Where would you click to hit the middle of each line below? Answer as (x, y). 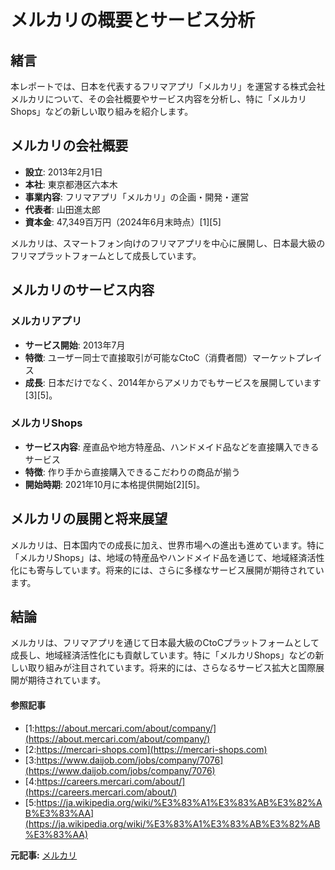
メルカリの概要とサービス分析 (133, 20)
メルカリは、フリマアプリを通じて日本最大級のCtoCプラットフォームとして (165, 643)
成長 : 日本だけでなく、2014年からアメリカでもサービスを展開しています (173, 382)
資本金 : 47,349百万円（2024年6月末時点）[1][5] (123, 222)
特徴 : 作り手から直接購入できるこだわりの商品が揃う (132, 472)
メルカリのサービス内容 (82, 290)
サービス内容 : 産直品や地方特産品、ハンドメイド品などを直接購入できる (172, 447)
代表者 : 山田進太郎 (62, 209)
